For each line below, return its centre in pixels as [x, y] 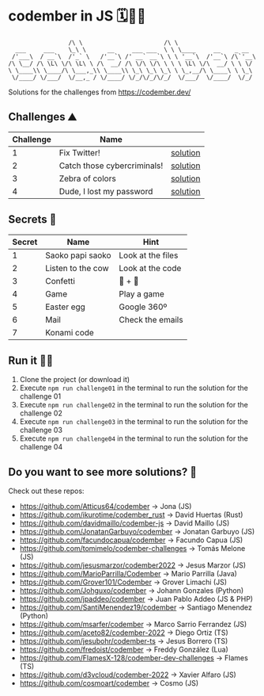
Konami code [70, 332]
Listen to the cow [77, 268]
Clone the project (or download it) [75, 380]
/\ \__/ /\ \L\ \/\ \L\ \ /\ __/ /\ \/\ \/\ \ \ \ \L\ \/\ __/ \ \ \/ [130, 63]
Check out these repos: [46, 491]
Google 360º [143, 307]
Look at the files [149, 255]
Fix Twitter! [79, 152]
